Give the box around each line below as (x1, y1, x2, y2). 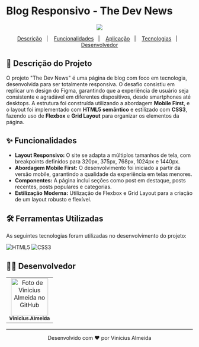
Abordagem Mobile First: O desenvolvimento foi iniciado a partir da (14, 164, 181, 171)
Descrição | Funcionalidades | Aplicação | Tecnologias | (17, 34, 178, 42)
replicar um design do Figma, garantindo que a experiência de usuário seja (6, 87, 189, 94)
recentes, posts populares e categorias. (14, 183, 112, 190)
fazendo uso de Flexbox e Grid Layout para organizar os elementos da (6, 112, 179, 119)
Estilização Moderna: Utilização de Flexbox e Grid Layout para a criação (14, 189, 193, 197)
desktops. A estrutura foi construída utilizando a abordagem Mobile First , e (6, 99, 190, 106)
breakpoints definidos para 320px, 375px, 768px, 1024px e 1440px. (14, 157, 180, 165)
